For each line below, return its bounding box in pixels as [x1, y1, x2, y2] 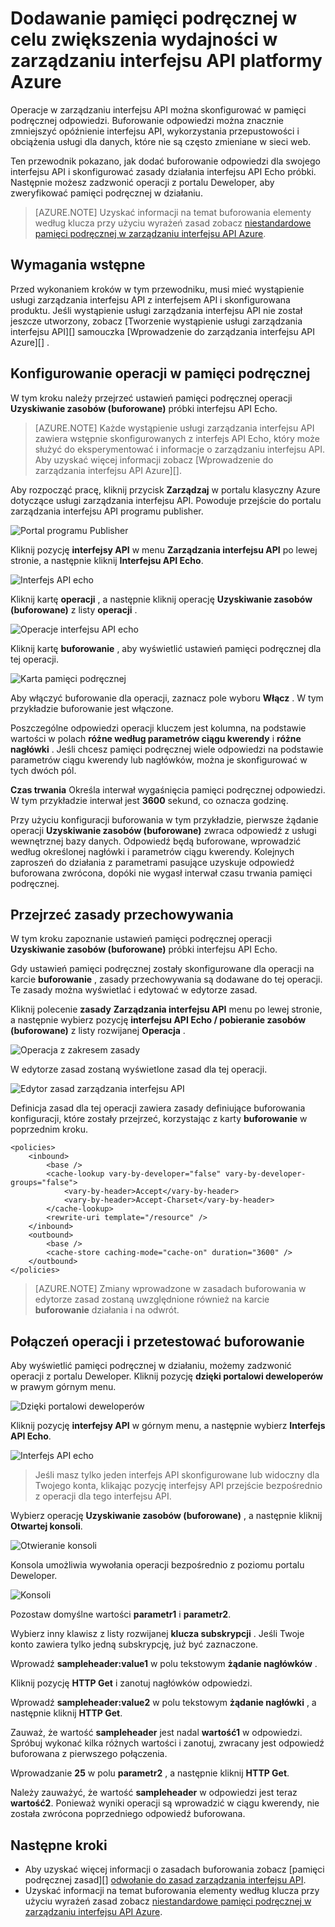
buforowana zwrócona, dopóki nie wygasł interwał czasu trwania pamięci [10, 867, 313, 879]
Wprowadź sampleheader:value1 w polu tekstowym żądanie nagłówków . [10, 1658, 318, 1670]
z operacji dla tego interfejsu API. [34, 1490, 172, 1502]
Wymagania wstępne [10, 257, 146, 274]
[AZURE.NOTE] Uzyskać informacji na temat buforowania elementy [34, 206, 312, 218]
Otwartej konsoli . [10, 1520, 83, 1532]
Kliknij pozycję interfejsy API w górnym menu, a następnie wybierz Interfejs [10, 1420, 326, 1432]
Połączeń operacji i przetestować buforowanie [10, 1333, 305, 1350]
